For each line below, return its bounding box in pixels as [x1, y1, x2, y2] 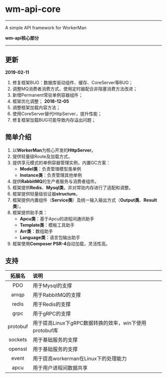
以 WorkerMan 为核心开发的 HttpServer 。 [12, 147, 96, 153]
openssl [8, 346, 27, 353]
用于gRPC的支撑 [33, 310, 71, 317]
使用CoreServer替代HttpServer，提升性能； [12, 111, 102, 117]
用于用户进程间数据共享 [33, 365, 88, 372]
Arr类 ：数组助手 [19, 228, 53, 234]
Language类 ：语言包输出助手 [19, 234, 81, 240]
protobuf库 [33, 327, 59, 334]
